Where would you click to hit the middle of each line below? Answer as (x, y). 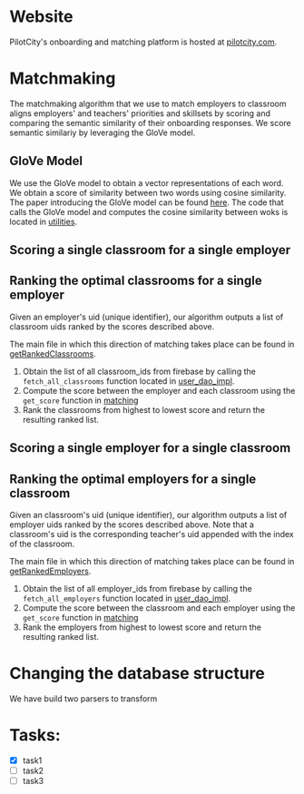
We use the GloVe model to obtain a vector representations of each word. (147, 182)
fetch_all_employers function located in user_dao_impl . (127, 598)
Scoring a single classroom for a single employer (150, 250)
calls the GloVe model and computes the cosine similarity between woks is (149, 211)
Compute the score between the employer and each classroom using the (159, 390)
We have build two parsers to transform (83, 699)
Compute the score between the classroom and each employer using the (159, 608)
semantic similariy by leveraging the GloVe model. (103, 132)
